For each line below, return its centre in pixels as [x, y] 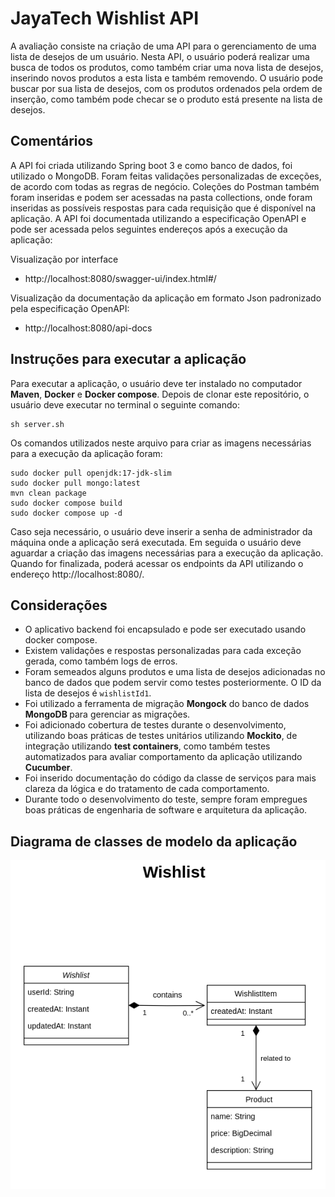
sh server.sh [37, 424]
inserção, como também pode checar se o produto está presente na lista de [166, 99]
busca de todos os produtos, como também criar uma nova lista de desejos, [167, 67]
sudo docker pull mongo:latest [75, 483]
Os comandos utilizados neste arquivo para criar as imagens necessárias [161, 443]
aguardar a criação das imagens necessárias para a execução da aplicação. [167, 553]
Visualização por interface [64, 259]
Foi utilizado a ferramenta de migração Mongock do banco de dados [167, 704]
